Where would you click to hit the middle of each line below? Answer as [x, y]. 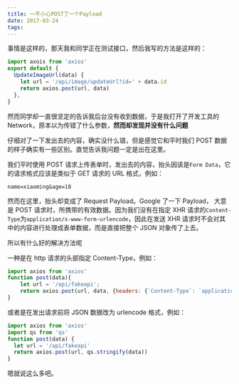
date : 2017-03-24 [33, 21]
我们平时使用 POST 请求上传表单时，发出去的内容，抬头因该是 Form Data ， [116, 164]
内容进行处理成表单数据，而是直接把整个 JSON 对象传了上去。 [111, 227]
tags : [15, 27]
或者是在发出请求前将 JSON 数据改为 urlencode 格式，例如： [97, 312]
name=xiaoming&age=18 [39, 187]
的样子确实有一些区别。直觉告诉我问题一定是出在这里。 [88, 149]
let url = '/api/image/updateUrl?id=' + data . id [94, 82]
